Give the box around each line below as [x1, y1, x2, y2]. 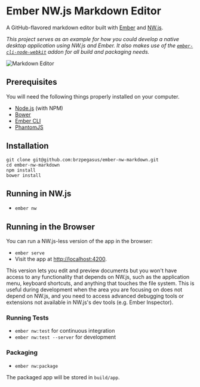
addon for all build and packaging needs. [47, 48, 150, 55]
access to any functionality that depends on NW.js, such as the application [6, 274, 190, 281]
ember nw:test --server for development [14, 333, 116, 341]
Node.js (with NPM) [14, 105, 64, 112]
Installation [6, 141, 49, 151]
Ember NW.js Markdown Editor [6, 4, 161, 18]
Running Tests [6, 314, 49, 322]
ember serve [14, 250, 45, 256]
